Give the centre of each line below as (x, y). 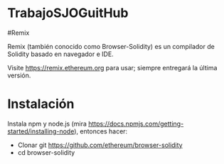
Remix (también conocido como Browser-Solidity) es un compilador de (111, 46)
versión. (19, 75)
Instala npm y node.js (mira (47, 124)
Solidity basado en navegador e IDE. (60, 54)
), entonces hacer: (101, 131)
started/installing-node (41, 131)
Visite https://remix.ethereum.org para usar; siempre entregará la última (112, 67)
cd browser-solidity (46, 152)
